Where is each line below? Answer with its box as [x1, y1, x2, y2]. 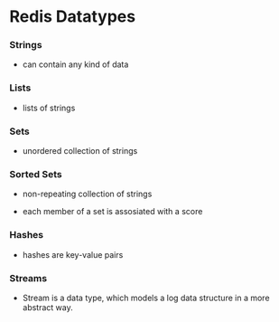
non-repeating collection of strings [22, 188, 153, 200]
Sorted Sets [9, 168, 62, 180]
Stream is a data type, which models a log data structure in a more [22, 292, 270, 303]
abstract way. [22, 301, 74, 313]
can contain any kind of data [22, 59, 129, 70]
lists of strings [22, 102, 76, 113]
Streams [9, 271, 48, 284]
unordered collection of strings [22, 146, 138, 156]
